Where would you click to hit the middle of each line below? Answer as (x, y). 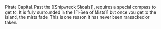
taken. (11, 22)
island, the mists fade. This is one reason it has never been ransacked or (77, 17)
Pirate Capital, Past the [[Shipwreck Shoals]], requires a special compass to (80, 7)
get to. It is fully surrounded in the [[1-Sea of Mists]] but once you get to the (81, 12)
